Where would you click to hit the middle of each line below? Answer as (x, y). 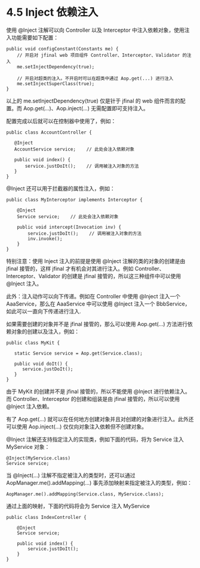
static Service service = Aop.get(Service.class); (79, 353)
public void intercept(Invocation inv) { (69, 227)
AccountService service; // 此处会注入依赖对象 (74, 149)
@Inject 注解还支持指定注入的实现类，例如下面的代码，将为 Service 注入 (95, 439)
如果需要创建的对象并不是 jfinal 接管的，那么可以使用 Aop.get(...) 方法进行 (97, 324)
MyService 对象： (28, 446)
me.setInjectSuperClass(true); (56, 84)
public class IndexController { (46, 517)
